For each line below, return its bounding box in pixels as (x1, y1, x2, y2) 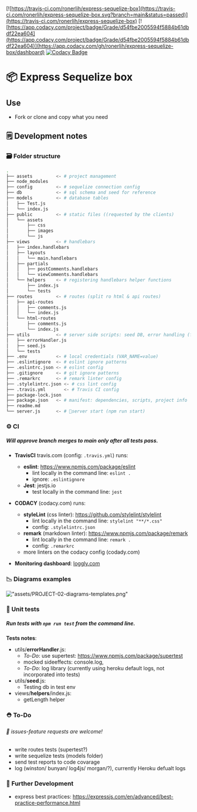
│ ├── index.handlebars (6, 244, 69, 250)
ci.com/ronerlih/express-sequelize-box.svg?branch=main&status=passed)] (6, 11, 188, 18)
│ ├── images (6, 228, 54, 234)
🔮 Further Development (6, 780, 74, 788)
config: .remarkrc (32, 542, 74, 549)
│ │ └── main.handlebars (6, 255, 77, 261)
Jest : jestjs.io (23, 482, 56, 489)
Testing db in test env (23, 684, 76, 691)
